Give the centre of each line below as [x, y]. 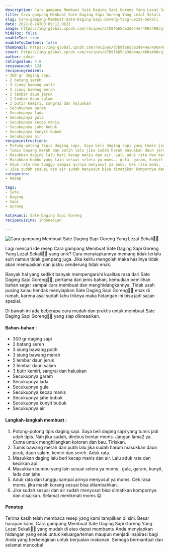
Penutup [14, 507]
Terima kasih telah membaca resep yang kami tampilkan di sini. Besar [77, 518]
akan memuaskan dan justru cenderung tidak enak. [58, 264]
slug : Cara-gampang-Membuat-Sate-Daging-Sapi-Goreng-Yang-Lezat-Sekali [82, 19]
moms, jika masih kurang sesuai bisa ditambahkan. [65, 485]
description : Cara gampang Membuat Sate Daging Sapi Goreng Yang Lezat [82, 10]
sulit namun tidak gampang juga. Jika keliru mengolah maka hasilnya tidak [82, 259]
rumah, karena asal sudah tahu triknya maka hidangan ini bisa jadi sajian [80, 296]
